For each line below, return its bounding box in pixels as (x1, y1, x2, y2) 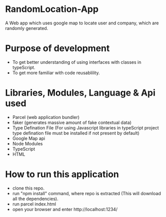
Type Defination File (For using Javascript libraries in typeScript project (12, 124, 159, 130)
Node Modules (12, 140, 43, 146)
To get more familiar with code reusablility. (12, 70, 100, 76)
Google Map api (12, 135, 45, 141)
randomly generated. (5, 25, 48, 31)
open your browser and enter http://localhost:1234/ (12, 206, 118, 212)
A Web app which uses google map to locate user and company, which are (5, 20, 159, 26)
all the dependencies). (12, 196, 59, 202)
